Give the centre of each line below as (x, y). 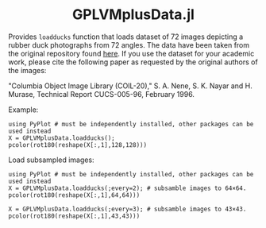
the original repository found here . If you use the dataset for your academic (131, 53)
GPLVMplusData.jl (133, 15)
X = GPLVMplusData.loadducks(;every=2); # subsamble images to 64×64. (127, 188)
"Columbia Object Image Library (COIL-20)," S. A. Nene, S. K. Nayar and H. (130, 86)
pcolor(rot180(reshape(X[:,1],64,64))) (74, 195)
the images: (27, 70)
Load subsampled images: (51, 160)
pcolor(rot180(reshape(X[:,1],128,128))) (78, 145)
